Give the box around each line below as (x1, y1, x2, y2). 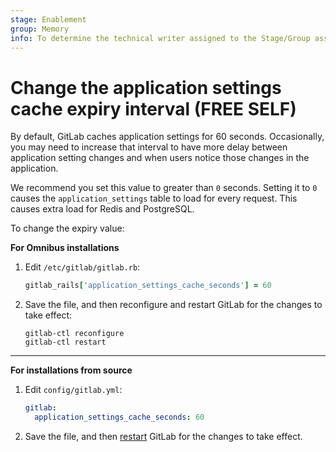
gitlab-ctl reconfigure (24, 329, 125, 339)
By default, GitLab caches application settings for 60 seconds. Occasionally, (10, 131, 325, 143)
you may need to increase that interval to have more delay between (10, 141, 288, 153)
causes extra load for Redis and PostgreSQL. (10, 203, 195, 215)
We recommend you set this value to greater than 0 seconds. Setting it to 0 (10, 182, 318, 194)
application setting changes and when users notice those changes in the (10, 152, 310, 164)
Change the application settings (10, 76, 282, 99)
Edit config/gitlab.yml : (24, 384, 123, 396)
